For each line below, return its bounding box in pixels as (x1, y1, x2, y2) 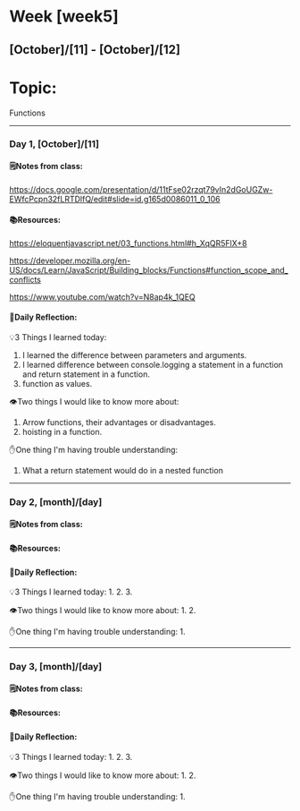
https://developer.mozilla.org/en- (9, 255, 131, 266)
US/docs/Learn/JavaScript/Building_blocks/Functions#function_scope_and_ (9, 264, 288, 275)
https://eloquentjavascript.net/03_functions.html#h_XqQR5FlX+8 (9, 237, 247, 248)
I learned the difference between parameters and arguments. (21, 350, 247, 361)
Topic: (9, 78, 57, 98)
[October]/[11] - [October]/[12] (9, 42, 181, 57)
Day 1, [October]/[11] (9, 138, 100, 150)
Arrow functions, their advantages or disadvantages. (21, 417, 216, 428)
